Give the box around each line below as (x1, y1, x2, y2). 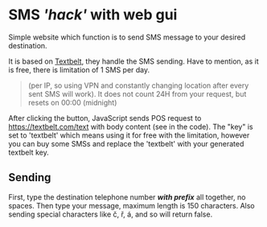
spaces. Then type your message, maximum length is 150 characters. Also (8, 200, 255, 210)
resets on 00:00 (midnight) (27, 97, 117, 107)
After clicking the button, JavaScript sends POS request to (8, 113, 202, 122)
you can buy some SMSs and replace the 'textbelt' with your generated (8, 138, 244, 148)
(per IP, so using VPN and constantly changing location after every (27, 80, 249, 90)
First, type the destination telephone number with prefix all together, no (8, 192, 246, 202)
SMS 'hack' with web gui (8, 6, 178, 24)
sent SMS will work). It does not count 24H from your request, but (27, 89, 247, 98)
